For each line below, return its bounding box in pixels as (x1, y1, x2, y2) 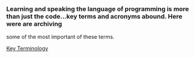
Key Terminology (6, 45, 48, 52)
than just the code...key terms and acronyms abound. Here (6, 12, 183, 20)
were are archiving (6, 20, 62, 28)
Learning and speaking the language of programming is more (6, 5, 189, 13)
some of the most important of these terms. (6, 33, 115, 41)
